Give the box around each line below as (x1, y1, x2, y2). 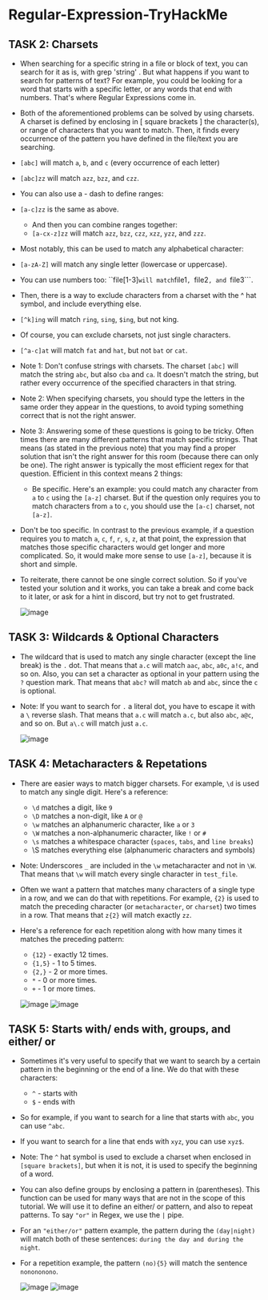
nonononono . (19, 1267, 58, 1277)
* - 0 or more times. (31, 975, 98, 984)
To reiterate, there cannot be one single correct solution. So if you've (19, 575, 247, 584)
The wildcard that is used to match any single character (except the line (19, 651, 256, 662)
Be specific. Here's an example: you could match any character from (31, 485, 258, 493)
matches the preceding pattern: (19, 934, 125, 944)
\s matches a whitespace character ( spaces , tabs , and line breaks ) (31, 836, 254, 846)
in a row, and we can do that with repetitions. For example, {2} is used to (19, 893, 259, 903)
